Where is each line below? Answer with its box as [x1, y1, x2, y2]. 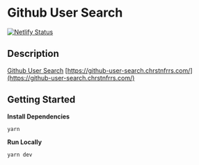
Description [7, 48, 59, 60]
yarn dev [7, 151, 33, 159]
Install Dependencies [7, 112, 70, 121]
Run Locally [7, 138, 42, 146]
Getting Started [7, 94, 76, 105]
